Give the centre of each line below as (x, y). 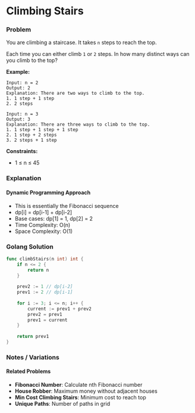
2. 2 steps (20, 104)
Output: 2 (18, 88)
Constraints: (22, 151)
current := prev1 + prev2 (60, 309)
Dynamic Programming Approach (48, 192)
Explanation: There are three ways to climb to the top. (78, 125)
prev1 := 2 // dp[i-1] (45, 292)
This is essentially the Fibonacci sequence (67, 206)
